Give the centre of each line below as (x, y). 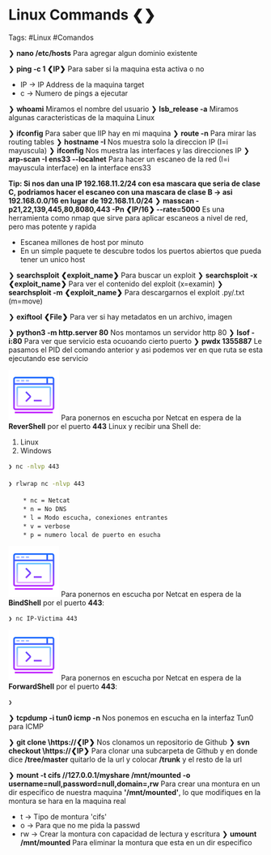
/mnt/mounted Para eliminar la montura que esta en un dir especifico (136, 842)
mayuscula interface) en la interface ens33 (80, 167)
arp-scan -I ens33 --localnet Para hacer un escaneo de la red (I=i (119, 159)
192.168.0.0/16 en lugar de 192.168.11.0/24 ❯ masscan (101, 200)
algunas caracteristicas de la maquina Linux (82, 117)
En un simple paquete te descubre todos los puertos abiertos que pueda (140, 251)
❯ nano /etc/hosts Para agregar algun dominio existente (103, 53)
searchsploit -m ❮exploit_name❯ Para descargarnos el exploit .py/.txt (127, 292)
